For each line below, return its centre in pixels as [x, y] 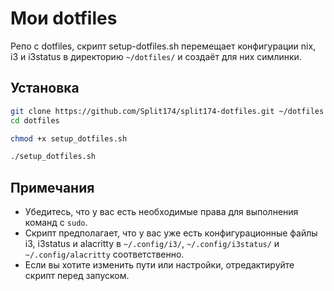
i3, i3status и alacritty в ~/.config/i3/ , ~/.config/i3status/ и [152, 244]
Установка [45, 88]
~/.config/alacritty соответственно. [104, 254]
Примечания [52, 187]
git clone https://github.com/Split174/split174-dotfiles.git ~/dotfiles [167, 111]
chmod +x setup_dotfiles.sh [69, 138]
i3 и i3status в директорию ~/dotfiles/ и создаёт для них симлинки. [156, 56]
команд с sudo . [56, 223]
